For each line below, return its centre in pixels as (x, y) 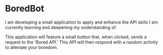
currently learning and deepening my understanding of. (61, 27)
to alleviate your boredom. (31, 47)
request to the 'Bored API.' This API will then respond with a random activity (81, 42)
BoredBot (25, 9)
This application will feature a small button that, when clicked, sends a (76, 37)
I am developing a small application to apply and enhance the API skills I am (81, 22)
